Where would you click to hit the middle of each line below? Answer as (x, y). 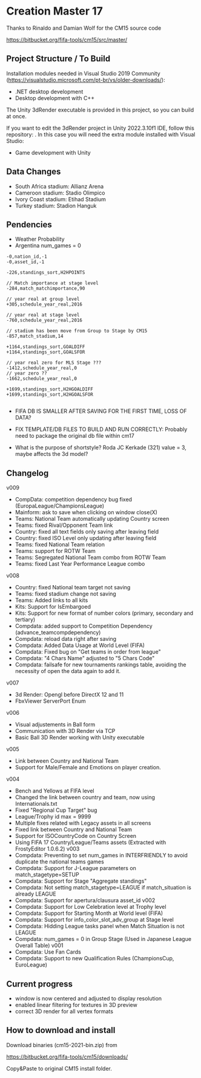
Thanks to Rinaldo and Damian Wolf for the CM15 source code (84, 28)
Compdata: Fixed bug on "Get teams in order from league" (88, 652)
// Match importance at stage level (52, 283)
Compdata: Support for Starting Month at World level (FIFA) (89, 913)
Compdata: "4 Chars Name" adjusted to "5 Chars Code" (85, 658)
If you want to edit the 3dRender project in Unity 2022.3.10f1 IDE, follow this (100, 128)
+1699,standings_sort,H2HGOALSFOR (50, 395)
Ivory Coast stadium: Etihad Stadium (60, 199)
